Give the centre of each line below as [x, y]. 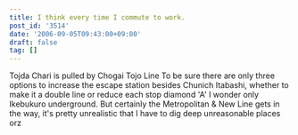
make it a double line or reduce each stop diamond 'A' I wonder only [134, 95]
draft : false [33, 42]
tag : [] [24, 51]
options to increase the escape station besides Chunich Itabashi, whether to [149, 85]
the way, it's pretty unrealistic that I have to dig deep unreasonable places [145, 114]
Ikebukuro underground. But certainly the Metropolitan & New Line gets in [145, 104]
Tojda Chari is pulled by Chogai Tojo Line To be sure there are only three [142, 75]
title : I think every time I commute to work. [97, 17]
